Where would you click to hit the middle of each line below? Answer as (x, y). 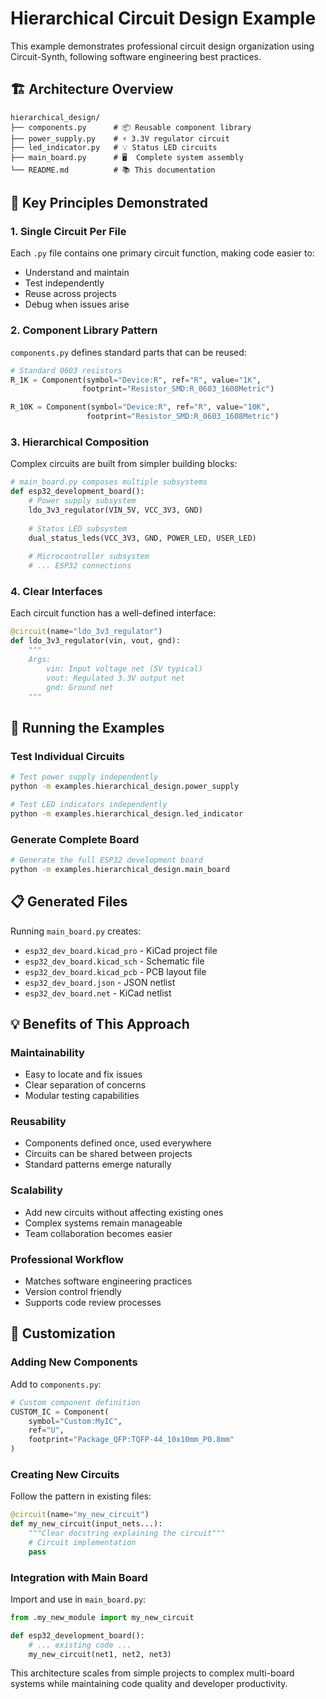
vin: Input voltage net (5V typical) (124, 668)
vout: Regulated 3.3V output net (116, 678)
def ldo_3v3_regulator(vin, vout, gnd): (96, 641)
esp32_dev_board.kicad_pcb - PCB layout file (115, 971)
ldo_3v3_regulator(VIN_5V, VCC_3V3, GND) (115, 510)
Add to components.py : (56, 1384)
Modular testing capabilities (82, 1096)
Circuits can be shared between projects (108, 1154)
